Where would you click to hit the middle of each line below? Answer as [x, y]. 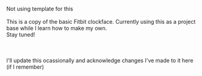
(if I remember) [25, 67]
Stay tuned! [21, 35]
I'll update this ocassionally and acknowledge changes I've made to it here [100, 60]
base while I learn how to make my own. [57, 28]
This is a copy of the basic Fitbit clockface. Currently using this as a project [101, 22]
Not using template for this [40, 9]
